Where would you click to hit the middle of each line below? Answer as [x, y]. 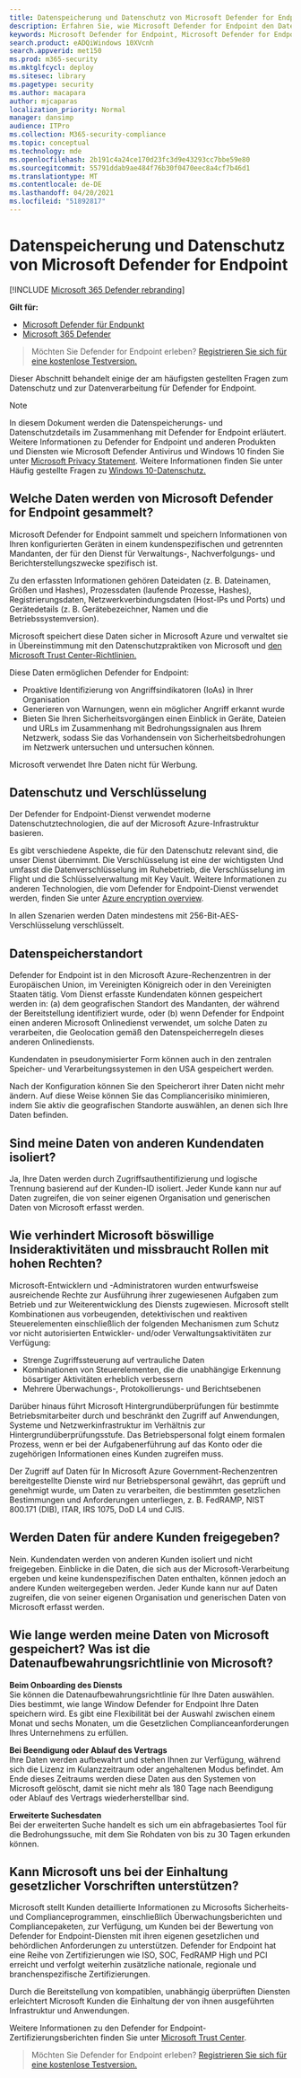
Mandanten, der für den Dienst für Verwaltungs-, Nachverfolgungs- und [142, 553]
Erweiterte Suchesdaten [56, 1815]
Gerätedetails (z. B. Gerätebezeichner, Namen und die [109, 609]
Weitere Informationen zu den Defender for [89, 2028]
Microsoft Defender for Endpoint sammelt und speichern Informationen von [148, 534]
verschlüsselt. [99, 925]
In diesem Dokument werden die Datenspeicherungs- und [116, 422]
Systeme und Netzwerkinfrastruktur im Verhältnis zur [107, 1425]
